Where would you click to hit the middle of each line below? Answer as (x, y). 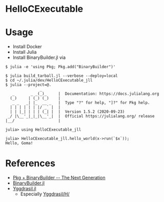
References (30, 163)
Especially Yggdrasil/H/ (45, 194)
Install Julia (25, 52)
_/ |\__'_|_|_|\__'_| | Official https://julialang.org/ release (81, 116)
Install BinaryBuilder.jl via (39, 57)
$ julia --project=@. (28, 85)
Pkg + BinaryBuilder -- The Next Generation (59, 178)
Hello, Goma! (19, 143)
